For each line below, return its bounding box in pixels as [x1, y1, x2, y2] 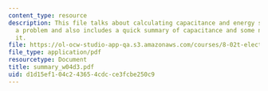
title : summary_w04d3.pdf [8, 63, 94, 71]
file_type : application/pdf [8, 48, 102, 56]
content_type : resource [8, 11, 88, 20]
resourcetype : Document [8, 56, 88, 64]
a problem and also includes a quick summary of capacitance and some [15, 26, 255, 34]
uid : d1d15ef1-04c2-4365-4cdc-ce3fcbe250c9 [8, 70, 156, 78]
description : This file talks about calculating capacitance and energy [8, 19, 255, 27]
